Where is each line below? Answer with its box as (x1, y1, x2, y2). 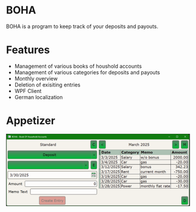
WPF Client (14, 87, 42, 94)
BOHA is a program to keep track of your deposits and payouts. (6, 23, 159, 30)
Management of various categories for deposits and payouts (14, 68, 160, 76)
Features (6, 43, 50, 57)
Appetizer (6, 114, 55, 127)
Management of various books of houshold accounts (14, 62, 142, 69)
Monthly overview (14, 75, 58, 82)
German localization (14, 93, 63, 100)
